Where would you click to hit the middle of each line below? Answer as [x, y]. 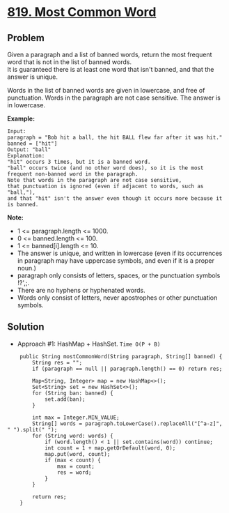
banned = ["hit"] [32, 144]
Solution [26, 327]
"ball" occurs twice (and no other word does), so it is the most [105, 168]
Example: [21, 118]
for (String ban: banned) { [73, 393]
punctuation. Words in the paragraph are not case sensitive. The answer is [114, 98]
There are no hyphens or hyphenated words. [81, 290]
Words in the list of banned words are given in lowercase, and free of [106, 90]
